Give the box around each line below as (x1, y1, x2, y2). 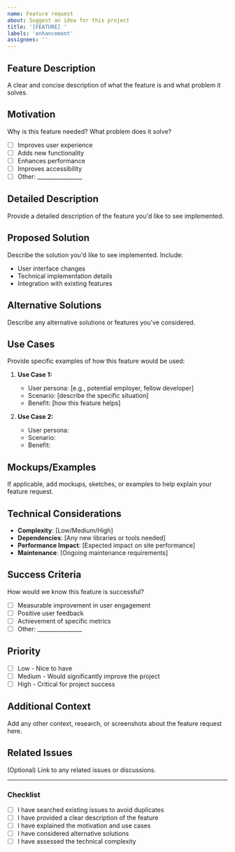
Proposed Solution (7, 232, 90, 244)
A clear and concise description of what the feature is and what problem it (7, 81, 221, 89)
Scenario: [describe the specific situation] (27, 392, 149, 400)
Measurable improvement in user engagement (17, 600, 151, 610)
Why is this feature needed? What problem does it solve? (7, 127, 172, 135)
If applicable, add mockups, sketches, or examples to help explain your (7, 480, 212, 488)
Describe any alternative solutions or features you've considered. (7, 318, 196, 327)
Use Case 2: (17, 413, 54, 421)
